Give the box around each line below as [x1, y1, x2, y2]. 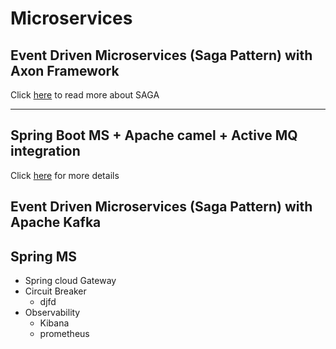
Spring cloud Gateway [24, 275, 117, 287]
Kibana [39, 317, 70, 329]
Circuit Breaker [24, 285, 87, 297]
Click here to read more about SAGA [10, 89, 160, 101]
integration [10, 143, 81, 160]
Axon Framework [10, 62, 120, 79]
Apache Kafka [10, 214, 102, 231]
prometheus [39, 328, 90, 340]
